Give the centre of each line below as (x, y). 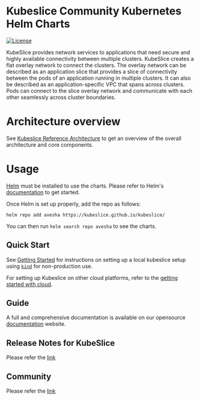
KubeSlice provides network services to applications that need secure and (98, 52)
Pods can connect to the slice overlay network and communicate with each (99, 90)
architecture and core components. (50, 144)
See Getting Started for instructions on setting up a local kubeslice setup (96, 259)
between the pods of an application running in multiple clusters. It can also (98, 78)
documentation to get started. (43, 192)
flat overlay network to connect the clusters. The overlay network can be (96, 65)
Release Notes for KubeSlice (61, 343)
